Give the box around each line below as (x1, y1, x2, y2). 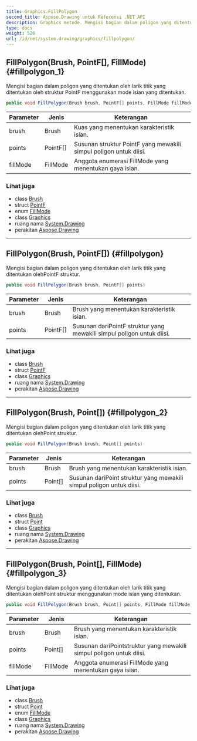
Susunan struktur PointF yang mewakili (74, 140, 181, 148)
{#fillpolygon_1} (6, 67, 65, 77)
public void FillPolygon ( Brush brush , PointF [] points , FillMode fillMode (6, 100, 193, 106)
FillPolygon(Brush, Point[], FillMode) (6, 559, 142, 570)
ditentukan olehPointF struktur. (6, 271, 80, 278)
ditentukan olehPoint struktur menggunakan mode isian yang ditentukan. (6, 590, 182, 597)
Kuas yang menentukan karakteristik (74, 123, 175, 131)
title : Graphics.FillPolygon (6, 8, 77, 15)
